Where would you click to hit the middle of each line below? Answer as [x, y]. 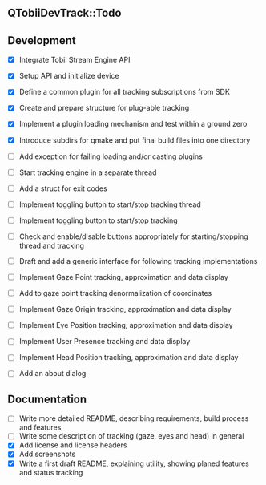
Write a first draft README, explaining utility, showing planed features [134, 463]
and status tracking [51, 472]
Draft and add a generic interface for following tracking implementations [138, 261]
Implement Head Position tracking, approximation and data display [129, 358]
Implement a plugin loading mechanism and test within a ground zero [133, 124]
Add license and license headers [73, 445]
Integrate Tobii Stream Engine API [75, 60]
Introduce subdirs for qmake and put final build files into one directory [135, 140]
